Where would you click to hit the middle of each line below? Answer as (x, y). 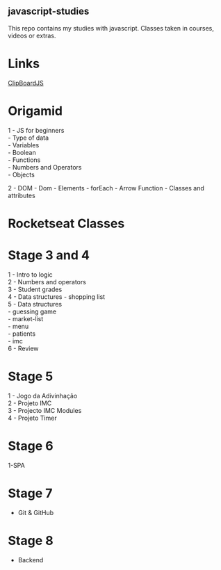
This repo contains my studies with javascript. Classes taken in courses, (111, 28)
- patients (22, 334)
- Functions (24, 160)
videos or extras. (32, 35)
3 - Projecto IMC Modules (45, 410)
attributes (22, 195)
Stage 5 (31, 376)
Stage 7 (30, 493)
